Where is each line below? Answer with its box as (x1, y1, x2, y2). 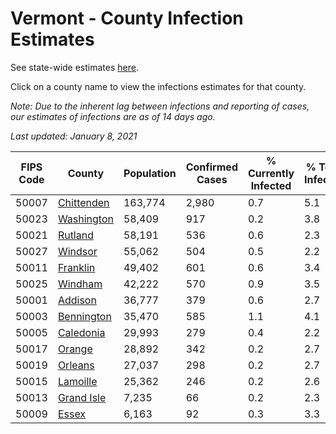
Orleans (57, 358, 95, 372)
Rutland (57, 228, 94, 242)
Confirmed (185, 160, 238, 174)
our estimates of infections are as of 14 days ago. (10, 110, 216, 122)
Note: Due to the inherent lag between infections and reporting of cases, (10, 100, 310, 112)
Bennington (57, 309, 112, 323)
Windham (57, 277, 103, 291)
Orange (57, 342, 93, 356)
